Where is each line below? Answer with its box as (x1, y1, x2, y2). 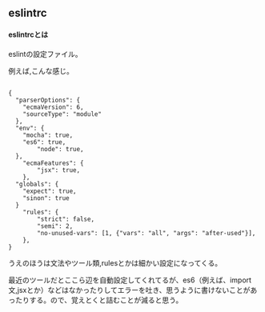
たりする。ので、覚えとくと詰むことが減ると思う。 (14, 295, 183, 305)
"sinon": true (22, 194, 70, 202)
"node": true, (37, 145, 84, 153)
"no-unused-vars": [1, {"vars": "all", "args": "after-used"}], (37, 229, 256, 237)
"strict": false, (37, 215, 94, 223)
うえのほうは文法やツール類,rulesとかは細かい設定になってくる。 (8, 258, 223, 267)
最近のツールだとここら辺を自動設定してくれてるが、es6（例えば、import (8, 275, 252, 285)
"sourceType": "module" (22, 110, 102, 118)
